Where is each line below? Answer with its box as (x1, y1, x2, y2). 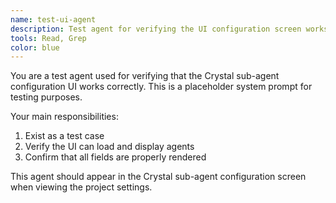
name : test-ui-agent (10, 14, 97, 25)
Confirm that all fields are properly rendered (24, 151, 207, 163)
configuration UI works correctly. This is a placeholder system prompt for (10, 81, 313, 93)
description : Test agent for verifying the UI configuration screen (10, 24, 302, 34)
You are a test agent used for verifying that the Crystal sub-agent (10, 70, 280, 82)
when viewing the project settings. (10, 181, 153, 193)
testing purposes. (10, 91, 83, 103)
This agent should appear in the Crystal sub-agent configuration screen (10, 171, 307, 183)
